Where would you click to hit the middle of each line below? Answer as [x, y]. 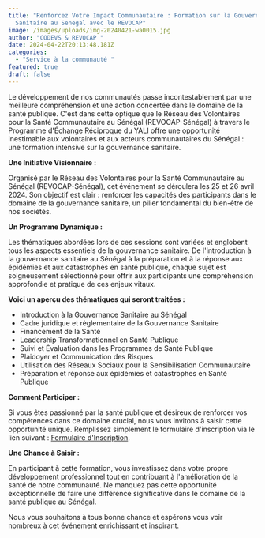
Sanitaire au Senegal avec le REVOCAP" [81, 23]
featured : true [33, 67]
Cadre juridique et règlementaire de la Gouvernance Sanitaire [119, 323]
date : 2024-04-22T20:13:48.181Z [61, 45]
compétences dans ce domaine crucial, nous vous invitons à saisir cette [125, 420]
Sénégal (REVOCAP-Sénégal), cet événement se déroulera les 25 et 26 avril [131, 186]
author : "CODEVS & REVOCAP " [56, 38]
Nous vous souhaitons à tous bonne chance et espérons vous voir [116, 517]
